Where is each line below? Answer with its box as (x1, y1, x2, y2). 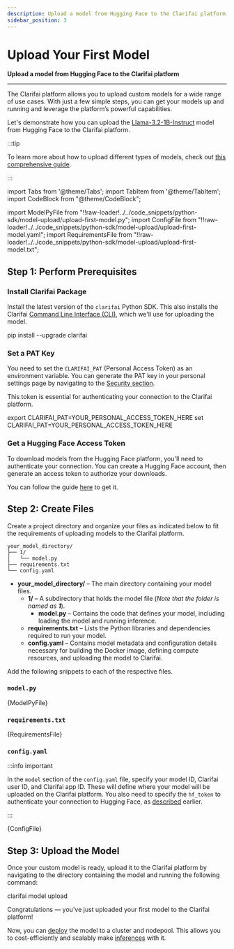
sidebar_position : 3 (7, 17, 68, 24)
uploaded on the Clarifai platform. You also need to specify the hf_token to (7, 790, 221, 799)
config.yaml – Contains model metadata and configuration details (27, 639, 217, 647)
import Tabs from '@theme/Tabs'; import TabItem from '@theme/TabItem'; (7, 187, 221, 196)
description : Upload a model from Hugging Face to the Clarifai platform (7, 10, 226, 17)
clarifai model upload (7, 892, 68, 900)
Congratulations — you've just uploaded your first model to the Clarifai (7, 906, 210, 914)
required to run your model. (27, 631, 107, 639)
